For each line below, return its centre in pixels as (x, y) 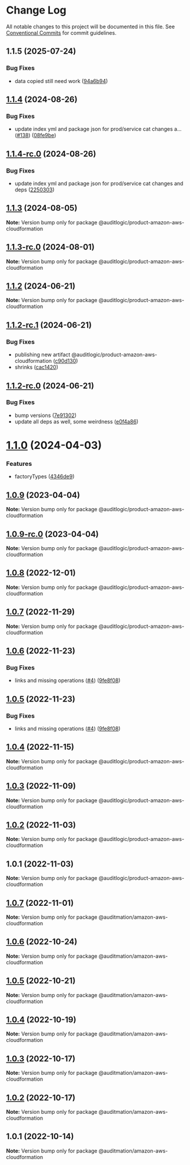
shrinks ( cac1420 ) (36, 367)
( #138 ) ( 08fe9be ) (35, 135)
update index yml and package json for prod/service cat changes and (99, 183)
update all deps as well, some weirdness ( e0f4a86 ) (76, 421)
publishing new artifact (42, 355)
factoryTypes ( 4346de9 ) (44, 476)
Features (19, 464)
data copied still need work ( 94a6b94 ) (61, 81)
